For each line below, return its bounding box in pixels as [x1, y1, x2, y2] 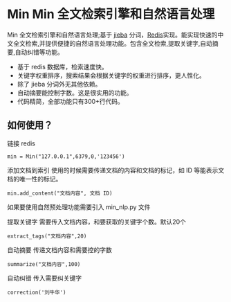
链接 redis [7, 139, 36, 148]
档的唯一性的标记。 [7, 175, 62, 183]
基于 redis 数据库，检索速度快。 [17, 62, 109, 71]
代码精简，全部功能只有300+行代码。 [17, 97, 124, 105]
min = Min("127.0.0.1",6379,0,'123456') [7, 153, 126, 160]
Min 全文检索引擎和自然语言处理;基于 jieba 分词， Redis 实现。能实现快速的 [7, 30, 218, 39]
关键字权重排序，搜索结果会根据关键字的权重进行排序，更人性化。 [17, 71, 205, 80]
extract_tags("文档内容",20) [7, 233, 87, 240]
